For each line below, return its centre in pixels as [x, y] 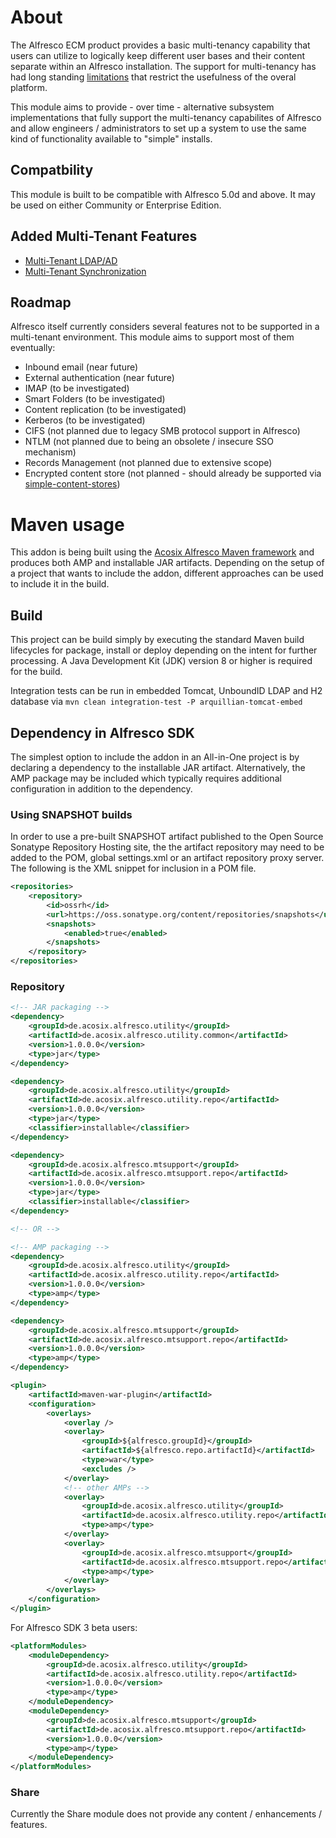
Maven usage [67, 524]
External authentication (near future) [99, 378]
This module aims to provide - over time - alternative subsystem [142, 107]
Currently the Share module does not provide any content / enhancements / [166, 1814]
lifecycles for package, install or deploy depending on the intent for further [164, 650]
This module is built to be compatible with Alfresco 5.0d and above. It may [163, 194]
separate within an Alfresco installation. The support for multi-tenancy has [163, 66]
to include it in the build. [60, 584]
